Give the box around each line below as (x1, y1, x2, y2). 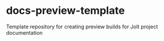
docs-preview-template (6, 4, 125, 17)
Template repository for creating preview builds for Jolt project (6, 23, 158, 30)
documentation (6, 29, 43, 36)
